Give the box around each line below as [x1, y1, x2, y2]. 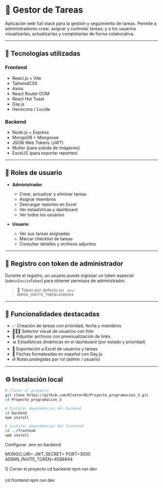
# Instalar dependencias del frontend [5, 424, 83, 429]
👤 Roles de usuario [5, 169, 63, 177]
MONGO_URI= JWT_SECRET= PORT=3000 [5, 451, 91, 457]
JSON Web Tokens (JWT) [12, 140, 64, 145]
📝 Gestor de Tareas [5, 4, 83, 16]
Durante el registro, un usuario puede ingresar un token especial [5, 272, 134, 278]
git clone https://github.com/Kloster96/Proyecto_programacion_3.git [5, 393, 149, 398]
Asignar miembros [19, 196, 56, 202]
